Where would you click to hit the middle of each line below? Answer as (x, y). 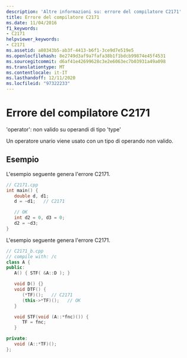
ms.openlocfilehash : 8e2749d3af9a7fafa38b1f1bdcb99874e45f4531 (86, 56)
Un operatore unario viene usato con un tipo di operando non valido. (90, 141)
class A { (18, 262)
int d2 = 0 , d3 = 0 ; (39, 218)
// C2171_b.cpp (25, 251)
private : (17, 339)
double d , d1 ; (31, 196)
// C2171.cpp (22, 185)
